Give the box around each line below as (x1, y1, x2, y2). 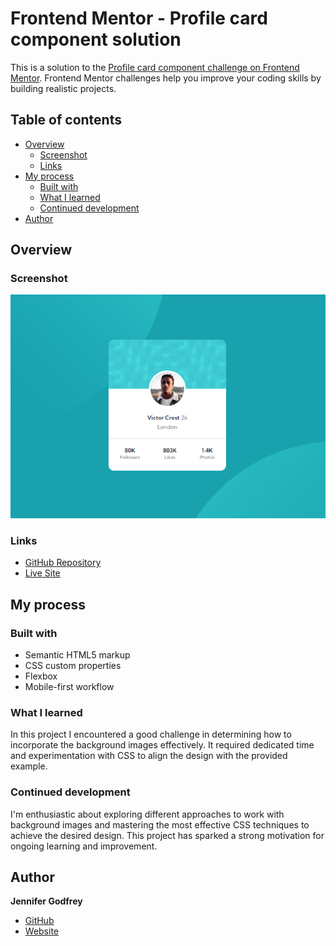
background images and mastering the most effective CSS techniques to (10, 818, 310, 831)
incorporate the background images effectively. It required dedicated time (10, 739, 315, 751)
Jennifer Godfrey (10, 895, 83, 907)
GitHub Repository (24, 557, 102, 569)
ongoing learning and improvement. (10, 840, 158, 852)
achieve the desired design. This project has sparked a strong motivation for (10, 829, 325, 841)
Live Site (24, 567, 61, 579)
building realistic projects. (10, 82, 117, 94)
